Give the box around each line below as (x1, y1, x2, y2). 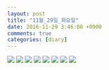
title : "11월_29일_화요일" (7, 17, 79, 24)
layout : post (7, 10, 46, 17)
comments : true (7, 29, 52, 37)
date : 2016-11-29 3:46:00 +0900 (7, 23, 102, 30)
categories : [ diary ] (7, 36, 68, 43)
